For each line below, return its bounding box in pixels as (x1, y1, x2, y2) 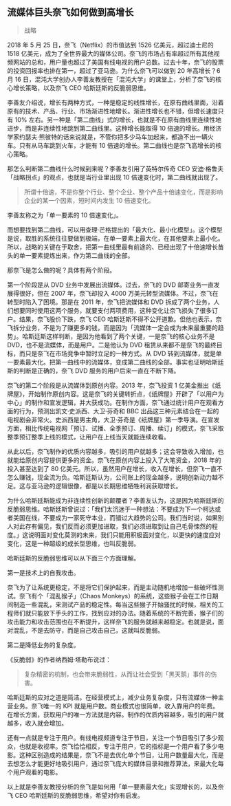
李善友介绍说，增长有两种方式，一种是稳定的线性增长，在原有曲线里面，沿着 (7, 98, 224, 107)
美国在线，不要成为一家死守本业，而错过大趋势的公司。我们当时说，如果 (12, 513, 218, 521)
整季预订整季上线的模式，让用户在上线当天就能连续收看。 (7, 433, 170, 441)
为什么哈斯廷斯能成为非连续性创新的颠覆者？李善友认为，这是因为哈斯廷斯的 (7, 496, 224, 504)
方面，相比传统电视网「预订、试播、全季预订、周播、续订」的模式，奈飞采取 (7, 424, 224, 432)
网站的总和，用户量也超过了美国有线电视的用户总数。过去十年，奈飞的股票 (12, 58, 224, 66)
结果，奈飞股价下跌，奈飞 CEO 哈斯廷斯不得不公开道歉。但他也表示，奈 (19, 315, 222, 323)
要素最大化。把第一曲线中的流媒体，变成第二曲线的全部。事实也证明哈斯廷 (12, 358, 224, 366)
